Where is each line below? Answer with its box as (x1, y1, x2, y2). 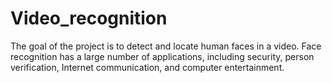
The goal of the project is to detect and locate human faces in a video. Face (10, 40, 322, 52)
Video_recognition (10, 7, 168, 30)
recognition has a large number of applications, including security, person (10, 50, 315, 62)
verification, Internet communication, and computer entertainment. (10, 61, 285, 73)
